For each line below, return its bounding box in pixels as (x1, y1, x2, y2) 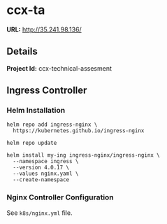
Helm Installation (6, 106, 66, 115)
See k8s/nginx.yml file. (6, 209, 73, 217)
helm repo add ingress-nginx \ (6, 121, 98, 128)
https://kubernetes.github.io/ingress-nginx (13, 127, 145, 134)
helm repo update (6, 139, 57, 147)
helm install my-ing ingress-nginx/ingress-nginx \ (6, 152, 160, 159)
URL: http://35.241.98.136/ (6, 25, 82, 34)
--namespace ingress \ (13, 158, 79, 165)
